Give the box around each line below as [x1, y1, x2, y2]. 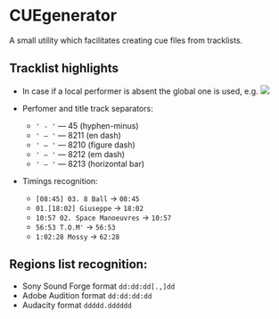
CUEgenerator [9, 5, 118, 26]
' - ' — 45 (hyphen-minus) [35, 120, 140, 130]
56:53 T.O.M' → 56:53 [35, 221, 116, 232]
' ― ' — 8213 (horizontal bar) [35, 158, 145, 169]
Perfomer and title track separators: [21, 103, 153, 113]
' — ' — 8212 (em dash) [35, 148, 126, 159]
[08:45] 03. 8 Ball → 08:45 [35, 193, 140, 204]
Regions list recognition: [9, 256, 148, 273]
